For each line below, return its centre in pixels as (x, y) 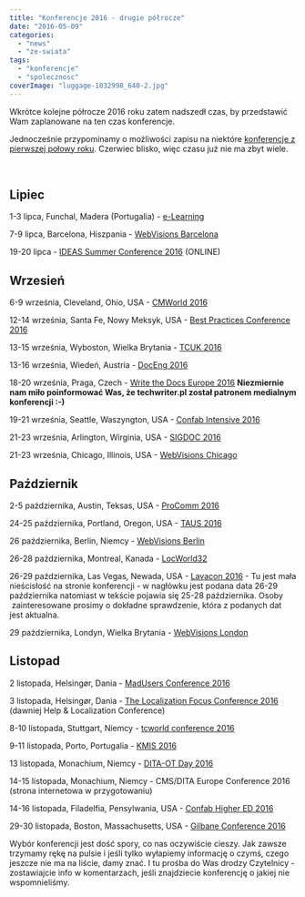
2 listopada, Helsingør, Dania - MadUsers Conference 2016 (120, 683)
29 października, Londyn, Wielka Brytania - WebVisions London (129, 633)
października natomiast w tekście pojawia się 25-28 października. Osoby (147, 596)
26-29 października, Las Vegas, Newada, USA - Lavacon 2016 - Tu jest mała (153, 576)
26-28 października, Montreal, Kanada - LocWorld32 (108, 559)
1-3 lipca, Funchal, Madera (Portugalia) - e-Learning (107, 217)
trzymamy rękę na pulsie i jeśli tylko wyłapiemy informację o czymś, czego (149, 853)
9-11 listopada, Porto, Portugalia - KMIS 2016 (93, 745)
